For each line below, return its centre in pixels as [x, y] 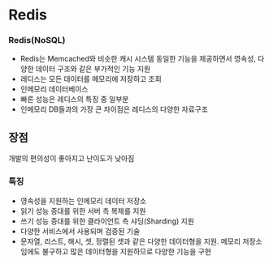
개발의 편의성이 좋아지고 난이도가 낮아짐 [71, 159]
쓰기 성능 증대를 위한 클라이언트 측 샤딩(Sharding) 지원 [107, 221]
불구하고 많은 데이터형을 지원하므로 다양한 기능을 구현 [127, 251]
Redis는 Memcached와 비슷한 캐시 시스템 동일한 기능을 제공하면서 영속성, [138, 59]
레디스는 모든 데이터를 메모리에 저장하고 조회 [91, 79]
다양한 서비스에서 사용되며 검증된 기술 [80, 231]
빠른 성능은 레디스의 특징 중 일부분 [74, 100]
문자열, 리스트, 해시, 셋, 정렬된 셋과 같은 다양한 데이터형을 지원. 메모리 [130, 241]
